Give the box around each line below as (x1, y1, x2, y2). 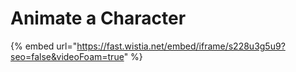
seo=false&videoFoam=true (10, 50, 125, 62)
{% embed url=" (10, 40, 78, 52)
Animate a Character (10, 7, 187, 30)
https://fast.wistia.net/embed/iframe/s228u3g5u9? (76, 40, 286, 52)
